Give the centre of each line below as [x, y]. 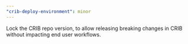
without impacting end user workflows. [54, 34]
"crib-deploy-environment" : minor [49, 11]
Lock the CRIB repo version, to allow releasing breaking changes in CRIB [94, 28]
